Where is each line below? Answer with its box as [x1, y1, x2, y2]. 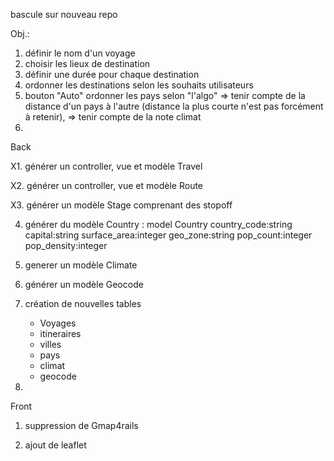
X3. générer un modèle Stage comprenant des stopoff [10, 199, 233, 211]
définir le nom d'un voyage [24, 47, 136, 59]
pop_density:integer [24, 240, 108, 251]
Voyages [39, 317, 77, 329]
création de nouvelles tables [24, 298, 142, 309]
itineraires [39, 328, 82, 339]
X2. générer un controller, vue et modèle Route [10, 180, 204, 191]
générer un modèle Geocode [24, 279, 144, 290]
